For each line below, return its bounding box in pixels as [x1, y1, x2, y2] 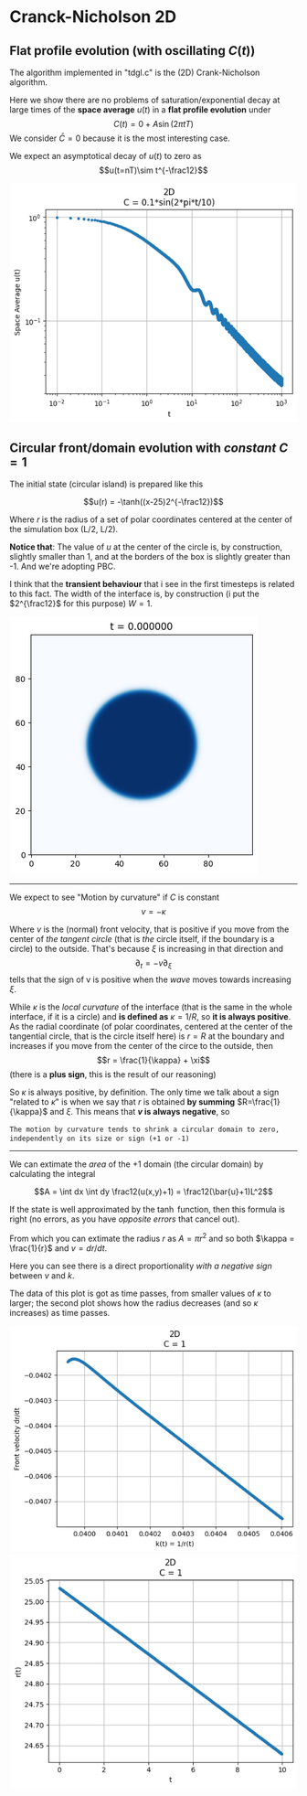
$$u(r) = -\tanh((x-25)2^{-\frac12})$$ [83, 497, 224, 508]
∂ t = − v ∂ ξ [135, 957, 172, 971]
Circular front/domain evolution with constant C [9, 440, 289, 455]
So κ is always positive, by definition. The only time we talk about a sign [9, 1086, 280, 1098]
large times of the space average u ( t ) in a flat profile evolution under [9, 104, 271, 115]
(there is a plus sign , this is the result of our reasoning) [9, 1069, 217, 1080]
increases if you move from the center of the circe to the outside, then [9, 1041, 274, 1052]
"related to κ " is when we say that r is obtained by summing [9, 1096, 236, 1107]
